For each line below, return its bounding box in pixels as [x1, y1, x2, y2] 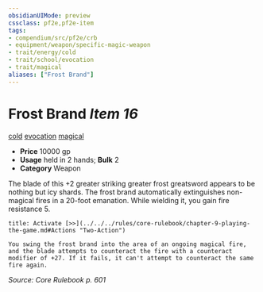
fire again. [8, 261, 48, 269]
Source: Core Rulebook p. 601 [8, 275, 106, 284]
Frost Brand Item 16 [8, 105, 139, 123]
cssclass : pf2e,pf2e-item [8, 19, 94, 27]
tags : [8, 26, 26, 34]
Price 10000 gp [19, 146, 72, 156]
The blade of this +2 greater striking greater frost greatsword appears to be [8, 179, 256, 188]
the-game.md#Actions [8, 226, 77, 234]
